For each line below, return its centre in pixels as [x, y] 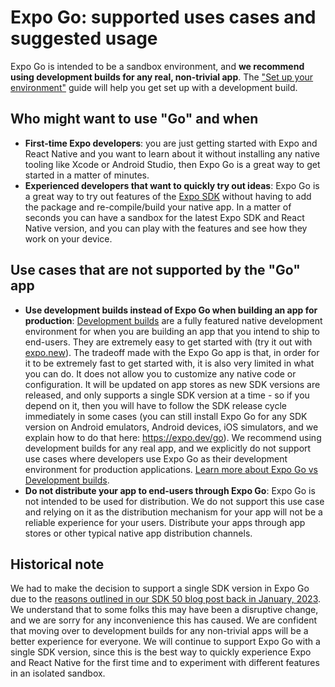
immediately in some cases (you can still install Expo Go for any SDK [166, 416]
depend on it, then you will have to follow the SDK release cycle [155, 405]
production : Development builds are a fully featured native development [173, 320]
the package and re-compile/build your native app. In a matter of [158, 207]
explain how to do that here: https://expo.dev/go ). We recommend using [173, 437]
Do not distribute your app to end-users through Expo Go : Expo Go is [170, 490]
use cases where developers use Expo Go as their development [156, 458]
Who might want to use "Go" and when [134, 119]
